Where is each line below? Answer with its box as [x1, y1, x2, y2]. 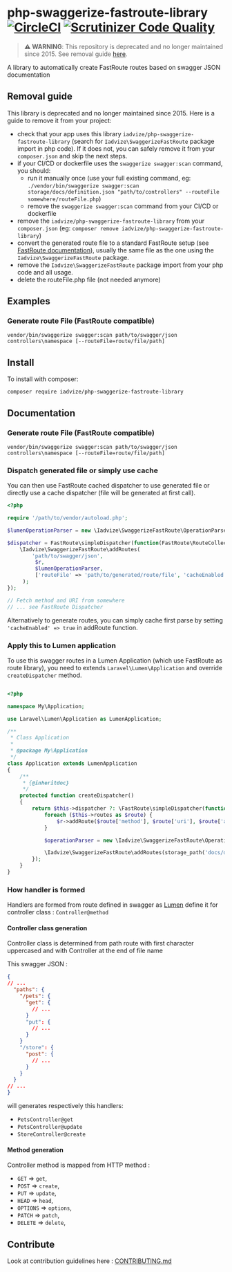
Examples [7, 295, 50, 307]
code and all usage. [17, 268, 74, 276]
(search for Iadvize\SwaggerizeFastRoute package [71, 137, 215, 145]
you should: [17, 166, 51, 174]
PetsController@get [17, 1116, 74, 1123]
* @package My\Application [10, 747, 88, 755]
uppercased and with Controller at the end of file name [7, 946, 164, 955]
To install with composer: [7, 375, 79, 383]
